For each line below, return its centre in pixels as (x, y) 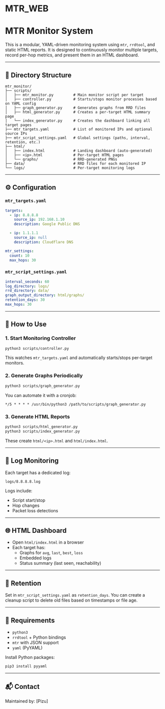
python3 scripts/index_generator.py (42, 431)
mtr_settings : (20, 251)
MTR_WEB (27, 9)
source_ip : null (31, 237)
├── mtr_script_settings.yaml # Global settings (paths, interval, (78, 138)
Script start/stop (29, 500)
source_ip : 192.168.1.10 (39, 220)
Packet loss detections (35, 510)
